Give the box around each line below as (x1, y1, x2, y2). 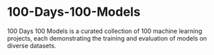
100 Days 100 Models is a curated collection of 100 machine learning (7, 27, 202, 35)
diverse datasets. (7, 41, 57, 49)
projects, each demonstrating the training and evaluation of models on (7, 34, 207, 42)
